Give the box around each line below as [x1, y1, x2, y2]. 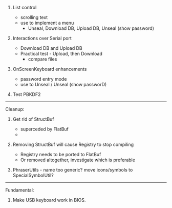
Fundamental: [5, 187, 34, 193]
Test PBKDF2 [12, 91, 41, 97]
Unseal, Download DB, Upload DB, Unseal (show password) [28, 25, 155, 31]
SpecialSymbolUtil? [12, 172, 54, 178]
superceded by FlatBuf [20, 126, 69, 132]
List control [12, 5, 37, 10]
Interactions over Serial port [12, 35, 72, 41]
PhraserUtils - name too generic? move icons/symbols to [12, 167, 133, 173]
